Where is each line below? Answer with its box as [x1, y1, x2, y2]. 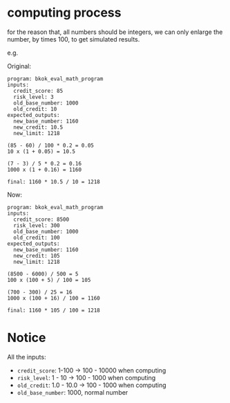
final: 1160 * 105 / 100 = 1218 [7, 307, 100, 314]
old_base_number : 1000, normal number [17, 388, 128, 396]
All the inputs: [7, 352, 46, 361]
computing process [7, 5, 122, 21]
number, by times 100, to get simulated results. [7, 35, 140, 43]
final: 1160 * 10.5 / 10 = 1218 [7, 178, 100, 185]
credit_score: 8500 [13, 216, 70, 223]
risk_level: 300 [13, 222, 60, 229]
